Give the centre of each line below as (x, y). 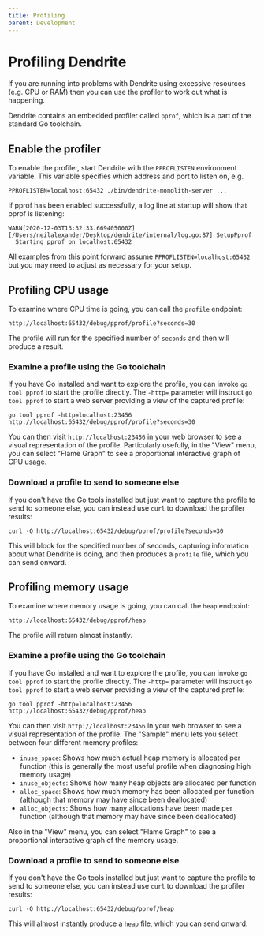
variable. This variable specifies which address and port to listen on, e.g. (126, 176)
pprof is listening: (36, 214)
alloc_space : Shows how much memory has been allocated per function (137, 791)
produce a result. (36, 346)
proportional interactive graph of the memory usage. (93, 840)
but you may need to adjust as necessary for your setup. (100, 265)
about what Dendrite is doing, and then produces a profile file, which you (128, 554)
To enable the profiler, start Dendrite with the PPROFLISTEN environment (123, 168)
